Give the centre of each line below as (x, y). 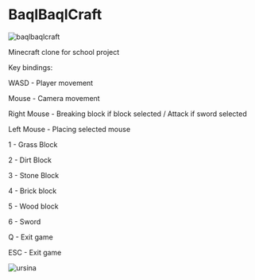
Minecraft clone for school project (64, 52)
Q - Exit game (31, 237)
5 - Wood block (34, 206)
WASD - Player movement (51, 83)
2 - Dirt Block (30, 160)
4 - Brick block (33, 191)
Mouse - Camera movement (54, 98)
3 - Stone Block (34, 175)
